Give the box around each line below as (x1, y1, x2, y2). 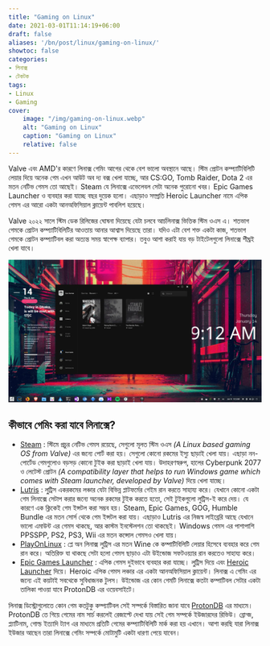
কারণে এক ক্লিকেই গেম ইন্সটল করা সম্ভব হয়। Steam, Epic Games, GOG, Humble (19, 503, 239, 513)
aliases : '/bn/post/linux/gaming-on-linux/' (8, 39, 160, 47)
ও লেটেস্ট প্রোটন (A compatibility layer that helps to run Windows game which (19, 467, 261, 477)
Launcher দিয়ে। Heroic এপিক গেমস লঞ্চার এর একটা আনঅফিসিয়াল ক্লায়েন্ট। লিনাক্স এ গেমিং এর (19, 566, 257, 576)
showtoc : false (8, 47, 59, 56)
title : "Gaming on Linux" (8, 13, 95, 21)
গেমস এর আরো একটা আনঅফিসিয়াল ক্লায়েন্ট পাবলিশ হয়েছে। (8, 200, 146, 209)
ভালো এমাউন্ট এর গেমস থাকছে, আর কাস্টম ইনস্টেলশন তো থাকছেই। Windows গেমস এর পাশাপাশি (19, 521, 255, 531)
